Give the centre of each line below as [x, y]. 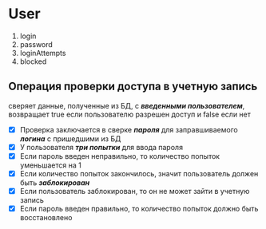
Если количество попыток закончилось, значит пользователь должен [139, 173]
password [36, 44]
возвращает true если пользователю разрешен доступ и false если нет [130, 114]
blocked [33, 61]
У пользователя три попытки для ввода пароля [101, 147]
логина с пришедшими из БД [70, 138]
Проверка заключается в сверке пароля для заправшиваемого [129, 129]
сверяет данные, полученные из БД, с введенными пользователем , [127, 105]
